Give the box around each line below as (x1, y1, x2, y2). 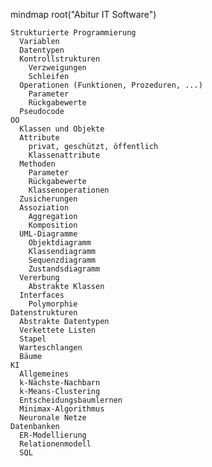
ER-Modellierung (19, 430, 87, 440)
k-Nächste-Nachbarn (19, 378, 101, 388)
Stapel (19, 334, 47, 344)
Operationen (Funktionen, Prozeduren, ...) (19, 80, 203, 90)
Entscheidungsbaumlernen (19, 395, 123, 405)
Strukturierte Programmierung (10, 28, 137, 38)
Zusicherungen (19, 194, 78, 204)
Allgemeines (19, 369, 70, 379)
